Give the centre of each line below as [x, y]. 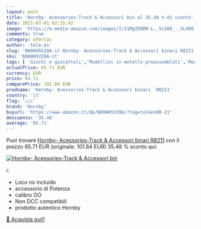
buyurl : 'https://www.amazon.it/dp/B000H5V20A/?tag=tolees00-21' [89, 112]
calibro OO [28, 195]
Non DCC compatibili [41, 201]
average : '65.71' [28, 123]
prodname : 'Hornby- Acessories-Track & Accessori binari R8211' [89, 90]
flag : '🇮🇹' [21, 101]
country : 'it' [24, 95]
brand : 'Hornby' [26, 106]
